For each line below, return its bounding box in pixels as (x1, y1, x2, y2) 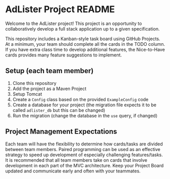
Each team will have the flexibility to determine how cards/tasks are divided (5, 141, 163, 147)
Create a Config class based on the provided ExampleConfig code (12, 96, 149, 102)
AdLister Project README (5, 4, 115, 15)
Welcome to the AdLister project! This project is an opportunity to (5, 20, 142, 26)
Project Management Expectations (5, 127, 118, 136)
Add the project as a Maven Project (12, 85, 87, 92)
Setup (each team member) (5, 67, 94, 75)
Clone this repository (12, 80, 57, 86)
